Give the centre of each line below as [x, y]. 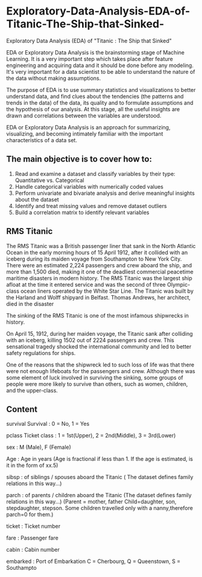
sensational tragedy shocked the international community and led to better [99, 347]
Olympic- [178, 284]
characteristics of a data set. [42, 140]
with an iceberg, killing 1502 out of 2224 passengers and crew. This [90, 340]
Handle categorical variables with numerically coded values [89, 186]
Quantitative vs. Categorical [49, 180]
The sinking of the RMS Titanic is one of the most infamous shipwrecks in [97, 315]
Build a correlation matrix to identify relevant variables [82, 212]
